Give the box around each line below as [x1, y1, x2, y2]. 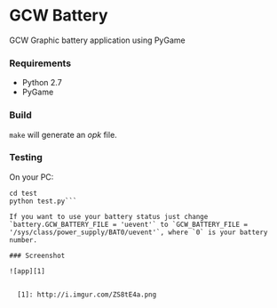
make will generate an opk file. [9, 129, 117, 140]
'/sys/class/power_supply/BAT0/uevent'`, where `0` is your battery [9, 228, 268, 237]
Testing [9, 151, 43, 164]
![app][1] [9, 266, 46, 276]
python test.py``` [9, 197, 77, 206]
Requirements [9, 57, 72, 69]
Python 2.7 [21, 77, 62, 88]
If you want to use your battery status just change [9, 212, 209, 221]
